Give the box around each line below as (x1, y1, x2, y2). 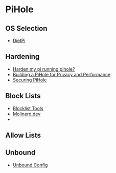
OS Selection (5, 24, 48, 33)
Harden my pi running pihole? (12, 66, 75, 72)
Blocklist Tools (12, 105, 43, 111)
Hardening (5, 52, 40, 61)
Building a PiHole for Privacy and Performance (12, 71, 111, 77)
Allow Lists (5, 131, 41, 140)
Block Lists (5, 92, 41, 100)
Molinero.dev (12, 111, 41, 117)
